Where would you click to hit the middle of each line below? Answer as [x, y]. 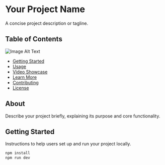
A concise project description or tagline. [47, 23]
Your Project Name [45, 9]
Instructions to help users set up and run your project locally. [68, 144]
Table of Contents [34, 39]
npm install [18, 153]
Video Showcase [30, 72]
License [21, 88]
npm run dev [18, 158]
